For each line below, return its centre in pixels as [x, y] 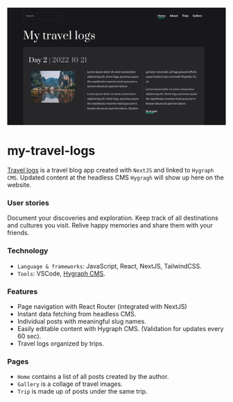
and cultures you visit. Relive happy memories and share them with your [110, 225]
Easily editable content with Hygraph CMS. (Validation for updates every [120, 329]
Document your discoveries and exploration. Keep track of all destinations [113, 218]
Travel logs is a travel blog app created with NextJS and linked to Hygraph [111, 170]
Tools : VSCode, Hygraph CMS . [61, 273]
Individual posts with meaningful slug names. [82, 321]
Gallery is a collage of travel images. [70, 384]
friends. [18, 233]
